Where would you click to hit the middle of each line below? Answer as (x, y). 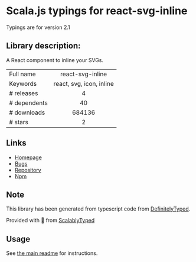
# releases (24, 93)
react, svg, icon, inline (84, 83)
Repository (28, 170)
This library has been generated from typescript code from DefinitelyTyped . (98, 209)
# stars (19, 122)
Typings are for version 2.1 (38, 27)
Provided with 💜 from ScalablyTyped (50, 221)
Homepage (28, 157)
